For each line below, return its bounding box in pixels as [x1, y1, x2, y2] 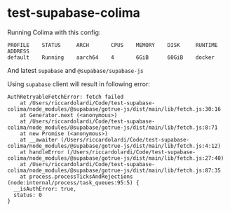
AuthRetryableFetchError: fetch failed [7, 93, 124, 100]
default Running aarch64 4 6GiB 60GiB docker [7, 54, 215, 61]
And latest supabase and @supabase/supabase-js [7, 66, 144, 74]
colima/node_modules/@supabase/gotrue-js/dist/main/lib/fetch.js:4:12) [7, 142, 221, 149]
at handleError [20, 149, 65, 156]
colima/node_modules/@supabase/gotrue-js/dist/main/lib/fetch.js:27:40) [7, 154, 224, 162]
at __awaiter [20, 136, 58, 143]
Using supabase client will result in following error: [7, 79, 151, 88]
